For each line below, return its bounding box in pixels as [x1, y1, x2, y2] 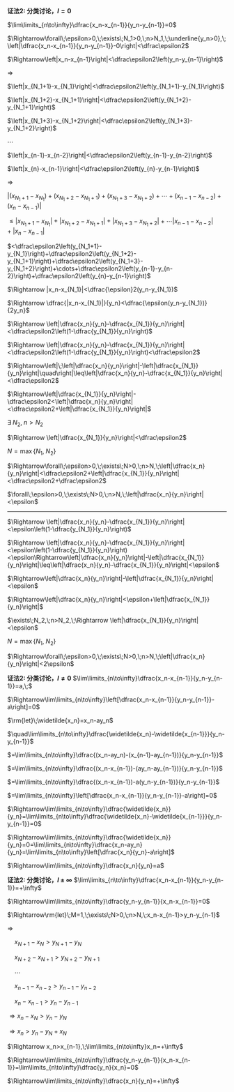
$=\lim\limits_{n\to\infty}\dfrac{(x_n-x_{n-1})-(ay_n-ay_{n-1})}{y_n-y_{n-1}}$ [7, 764, 223, 773]
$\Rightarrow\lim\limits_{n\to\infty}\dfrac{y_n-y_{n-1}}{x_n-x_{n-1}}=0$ [7, 897, 210, 906]
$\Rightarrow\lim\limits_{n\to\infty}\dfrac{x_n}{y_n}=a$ [7, 861, 165, 870]
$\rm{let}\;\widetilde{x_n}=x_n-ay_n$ [7, 716, 114, 725]
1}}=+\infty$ [7, 884, 42, 892]
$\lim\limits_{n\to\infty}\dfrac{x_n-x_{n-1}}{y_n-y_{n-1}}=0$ [7, 21, 177, 29]
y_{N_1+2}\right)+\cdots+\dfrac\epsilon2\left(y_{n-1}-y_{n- [7, 264, 173, 273]
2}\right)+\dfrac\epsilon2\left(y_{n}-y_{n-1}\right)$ [7, 271, 151, 280]
